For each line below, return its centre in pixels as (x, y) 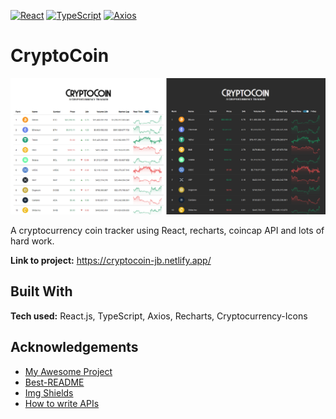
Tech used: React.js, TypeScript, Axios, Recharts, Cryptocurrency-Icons (159, 316)
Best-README (54, 382)
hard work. (32, 241)
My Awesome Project (68, 371)
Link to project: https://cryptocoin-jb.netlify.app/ (111, 260)
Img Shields (49, 392)
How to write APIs (62, 403)
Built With (41, 291)
